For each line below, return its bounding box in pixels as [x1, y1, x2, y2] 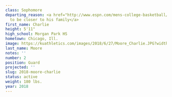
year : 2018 [5, 84, 29, 89]
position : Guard [5, 60, 40, 65]
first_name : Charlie [5, 22, 50, 27]
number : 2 [5, 55, 27, 61]
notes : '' [5, 50, 27, 55]
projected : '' [5, 65, 36, 70]
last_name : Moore [5, 46, 42, 51]
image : [5, 41, 19, 46]
